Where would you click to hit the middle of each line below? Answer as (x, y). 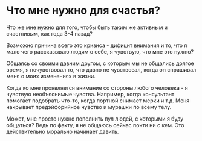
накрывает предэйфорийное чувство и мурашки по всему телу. (89, 107)
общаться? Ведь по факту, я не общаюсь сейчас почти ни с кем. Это (95, 125)
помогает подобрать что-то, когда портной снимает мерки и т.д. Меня (98, 101)
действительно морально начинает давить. (63, 131)
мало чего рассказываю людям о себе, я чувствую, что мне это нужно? (100, 51)
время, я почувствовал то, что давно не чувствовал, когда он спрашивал (101, 69)
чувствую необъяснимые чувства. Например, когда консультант (90, 94)
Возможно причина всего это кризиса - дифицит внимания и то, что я (97, 45)
